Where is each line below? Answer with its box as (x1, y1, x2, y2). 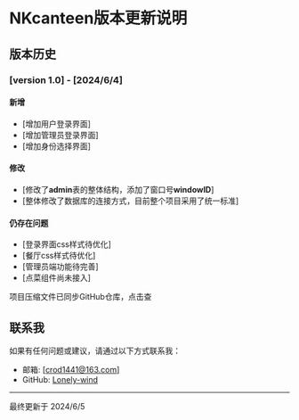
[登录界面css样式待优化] (21, 239, 111, 250)
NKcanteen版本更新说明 (9, 8, 188, 29)
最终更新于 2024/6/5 (9, 400, 85, 411)
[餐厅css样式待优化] (21, 251, 96, 261)
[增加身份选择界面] (21, 140, 92, 152)
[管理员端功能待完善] (21, 261, 100, 272)
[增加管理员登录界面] (21, 129, 100, 140)
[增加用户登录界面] (21, 118, 92, 129)
